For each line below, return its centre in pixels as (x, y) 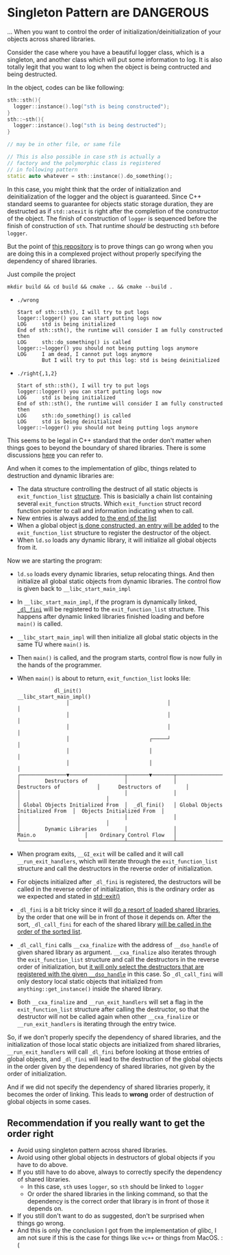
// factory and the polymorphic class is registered (84, 163)
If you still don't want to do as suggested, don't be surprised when (111, 1216)
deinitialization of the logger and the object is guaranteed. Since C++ (104, 196)
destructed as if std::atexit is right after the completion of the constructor (113, 211)
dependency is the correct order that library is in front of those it (118, 1201)
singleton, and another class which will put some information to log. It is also (115, 59)
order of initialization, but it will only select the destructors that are (110, 966)
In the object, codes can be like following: (66, 87)
